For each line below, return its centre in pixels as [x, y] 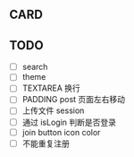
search [35, 67]
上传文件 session [53, 110]
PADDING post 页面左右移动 [74, 100]
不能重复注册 [46, 144]
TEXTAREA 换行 [51, 88]
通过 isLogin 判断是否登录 [69, 122]
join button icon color [61, 132]
